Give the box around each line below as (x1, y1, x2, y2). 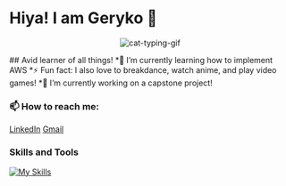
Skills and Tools (9, 146, 79, 158)
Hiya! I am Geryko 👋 (9, 8, 158, 28)
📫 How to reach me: (9, 100, 100, 112)
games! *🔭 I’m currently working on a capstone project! (9, 77, 213, 88)
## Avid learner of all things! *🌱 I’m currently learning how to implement (9, 54, 273, 65)
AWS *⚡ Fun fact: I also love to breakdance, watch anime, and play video (9, 64, 277, 75)
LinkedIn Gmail (9, 124, 64, 134)
